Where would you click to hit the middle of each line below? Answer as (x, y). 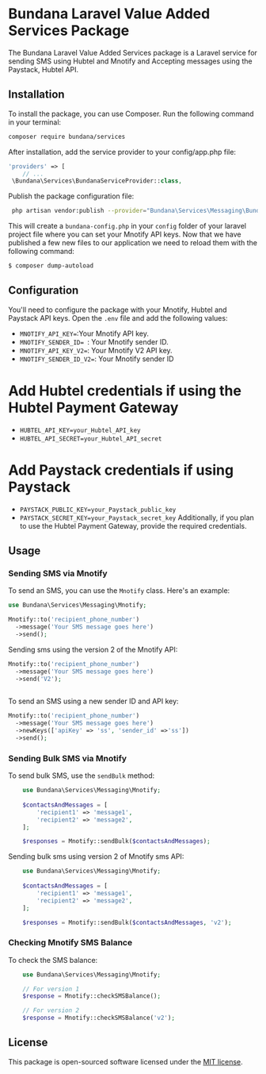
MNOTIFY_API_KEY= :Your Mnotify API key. (84, 333)
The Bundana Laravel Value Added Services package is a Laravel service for (133, 52)
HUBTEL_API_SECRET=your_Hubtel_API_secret (91, 439)
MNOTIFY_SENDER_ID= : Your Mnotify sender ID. (94, 341)
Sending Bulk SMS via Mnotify (67, 758)
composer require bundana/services (67, 137)
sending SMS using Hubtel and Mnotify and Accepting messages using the (130, 61)
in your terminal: (35, 122)
